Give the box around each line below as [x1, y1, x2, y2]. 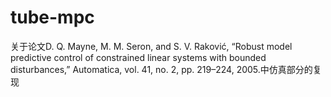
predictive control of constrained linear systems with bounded [10, 51, 267, 63]
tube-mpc [10, 6, 95, 29]
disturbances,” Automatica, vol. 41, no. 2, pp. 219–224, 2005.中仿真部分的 [10, 63, 313, 75]
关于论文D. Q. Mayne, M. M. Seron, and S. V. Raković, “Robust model [10, 40, 293, 52]
